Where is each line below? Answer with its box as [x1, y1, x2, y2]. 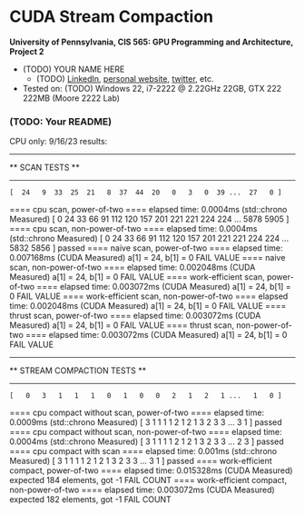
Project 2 [9, 45, 44, 56]
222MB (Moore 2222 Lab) [22, 93, 121, 104]
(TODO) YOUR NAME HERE [22, 64, 125, 74]
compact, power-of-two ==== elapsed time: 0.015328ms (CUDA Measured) [9, 465, 293, 476]
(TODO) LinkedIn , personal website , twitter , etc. [35, 73, 214, 84]
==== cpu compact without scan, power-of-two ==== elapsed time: [9, 407, 265, 419]
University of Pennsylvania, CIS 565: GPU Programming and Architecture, [9, 36, 293, 47]
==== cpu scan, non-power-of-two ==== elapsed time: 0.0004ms [9, 223, 258, 234]
